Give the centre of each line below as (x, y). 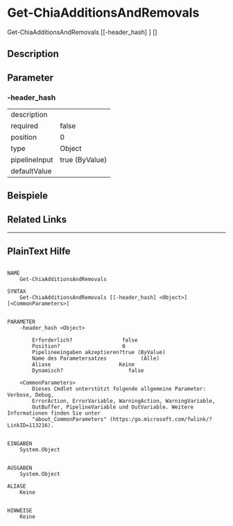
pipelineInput (32, 160)
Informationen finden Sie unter (54, 413)
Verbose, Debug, (31, 395)
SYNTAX (17, 292)
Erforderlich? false (85, 340)
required (25, 126)
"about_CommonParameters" (70, 420)
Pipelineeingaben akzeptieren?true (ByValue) (99, 353)
